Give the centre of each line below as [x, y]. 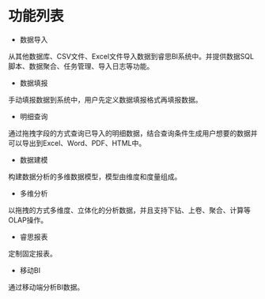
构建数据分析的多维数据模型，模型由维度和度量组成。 [95, 176]
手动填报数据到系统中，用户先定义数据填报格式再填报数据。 [105, 99]
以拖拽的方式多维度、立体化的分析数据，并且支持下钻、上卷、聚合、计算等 [129, 210]
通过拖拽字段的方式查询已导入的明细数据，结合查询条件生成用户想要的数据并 [133, 133]
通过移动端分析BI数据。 [46, 287]
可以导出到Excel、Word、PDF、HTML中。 [77, 143]
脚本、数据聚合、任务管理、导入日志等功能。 [81, 66]
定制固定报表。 [32, 253]
